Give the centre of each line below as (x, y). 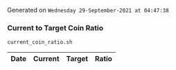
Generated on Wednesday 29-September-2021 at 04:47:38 (88, 10)
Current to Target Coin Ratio (55, 28)
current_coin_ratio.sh (40, 42)
